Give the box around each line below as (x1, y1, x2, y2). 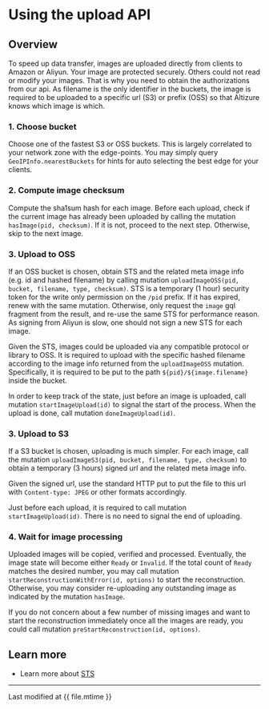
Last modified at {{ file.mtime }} (8, 692, 112, 702)
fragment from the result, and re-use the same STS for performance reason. (8, 309, 260, 318)
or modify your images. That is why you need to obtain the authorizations (8, 76, 250, 85)
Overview (8, 38, 58, 51)
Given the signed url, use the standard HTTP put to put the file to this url (8, 479, 247, 489)
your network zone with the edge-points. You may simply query (8, 148, 219, 158)
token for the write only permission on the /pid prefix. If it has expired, (8, 292, 240, 302)
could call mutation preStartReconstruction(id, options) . (8, 624, 201, 634)
